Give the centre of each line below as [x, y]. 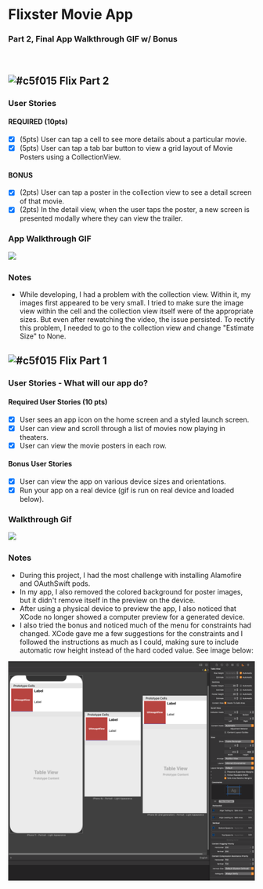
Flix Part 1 [83, 361]
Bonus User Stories [40, 464]
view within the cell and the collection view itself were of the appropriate [136, 311]
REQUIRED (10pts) [38, 122]
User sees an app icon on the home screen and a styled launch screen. [134, 419]
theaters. [34, 437]
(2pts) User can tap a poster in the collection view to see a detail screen [135, 192]
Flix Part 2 [84, 80]
